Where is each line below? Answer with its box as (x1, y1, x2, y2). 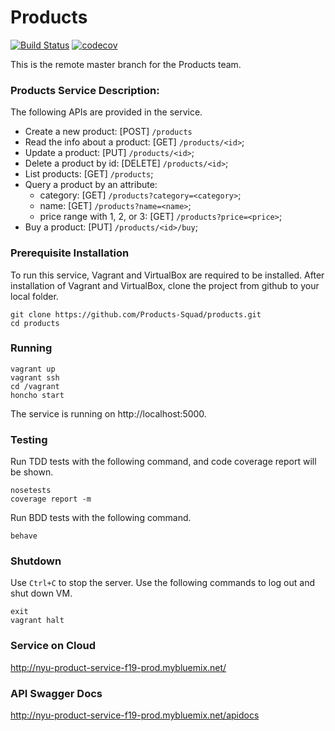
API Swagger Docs (10, 686, 103, 700)
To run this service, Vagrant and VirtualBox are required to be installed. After (10, 269, 325, 281)
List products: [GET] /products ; (24, 168, 154, 180)
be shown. (10, 466, 54, 478)
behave (10, 531, 38, 541)
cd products (10, 318, 60, 328)
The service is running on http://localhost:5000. (10, 407, 207, 420)
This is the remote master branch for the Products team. (10, 58, 242, 70)
